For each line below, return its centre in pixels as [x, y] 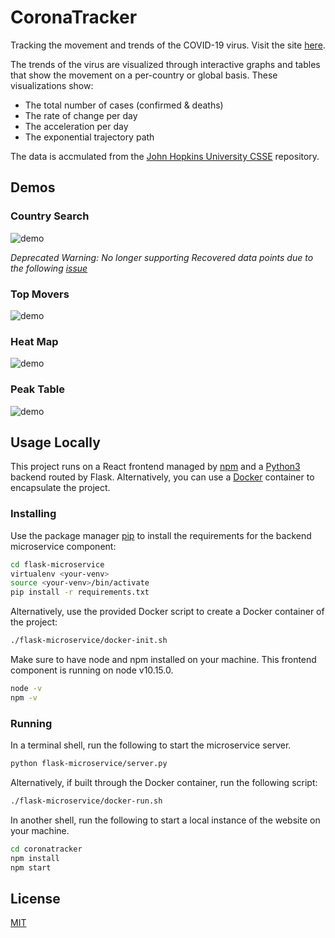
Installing [33, 514]
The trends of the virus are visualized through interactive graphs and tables [165, 64]
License [35, 898]
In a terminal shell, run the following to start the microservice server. [151, 745]
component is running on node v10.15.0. [92, 670]
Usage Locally [55, 442]
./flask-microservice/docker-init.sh [89, 641]
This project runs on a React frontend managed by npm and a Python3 [155, 467]
